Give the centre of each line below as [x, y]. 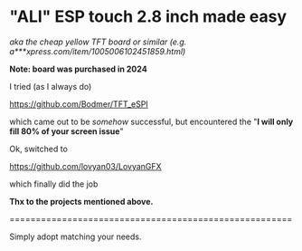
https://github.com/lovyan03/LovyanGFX [85, 166]
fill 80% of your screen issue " [66, 131]
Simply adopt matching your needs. [75, 237]
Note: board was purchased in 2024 [78, 69]
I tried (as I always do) [51, 86]
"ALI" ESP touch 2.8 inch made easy [148, 17]
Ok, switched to [38, 149]
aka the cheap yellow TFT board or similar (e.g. [98, 42]
